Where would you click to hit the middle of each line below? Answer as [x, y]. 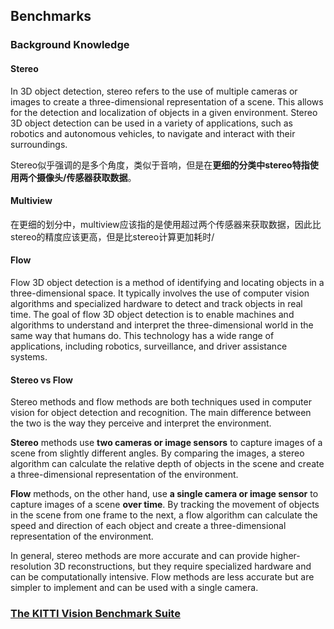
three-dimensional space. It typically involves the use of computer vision [160, 293]
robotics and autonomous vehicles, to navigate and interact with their [153, 133]
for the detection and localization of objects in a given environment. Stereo [164, 112]
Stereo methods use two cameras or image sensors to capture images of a [166, 443]
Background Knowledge [70, 45]
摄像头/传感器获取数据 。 [86, 177]
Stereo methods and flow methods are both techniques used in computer [161, 402]
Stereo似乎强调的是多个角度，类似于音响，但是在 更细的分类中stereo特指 [160, 165]
